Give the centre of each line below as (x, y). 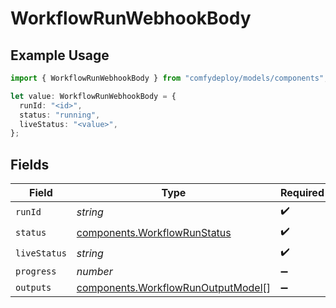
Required (302, 193)
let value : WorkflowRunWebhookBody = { (93, 96)
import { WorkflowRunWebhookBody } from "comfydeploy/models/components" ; (169, 78)
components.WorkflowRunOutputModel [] (174, 288)
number (94, 272)
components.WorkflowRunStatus (154, 232)
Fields (30, 164)
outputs (33, 288)
